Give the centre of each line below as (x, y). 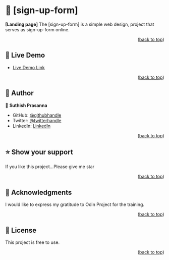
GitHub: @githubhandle (37, 115)
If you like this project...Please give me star (50, 167)
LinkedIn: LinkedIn (32, 126)
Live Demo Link (29, 67)
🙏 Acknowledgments (39, 192)
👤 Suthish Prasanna (26, 105)
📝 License (21, 230)
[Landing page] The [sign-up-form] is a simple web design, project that (80, 24)
